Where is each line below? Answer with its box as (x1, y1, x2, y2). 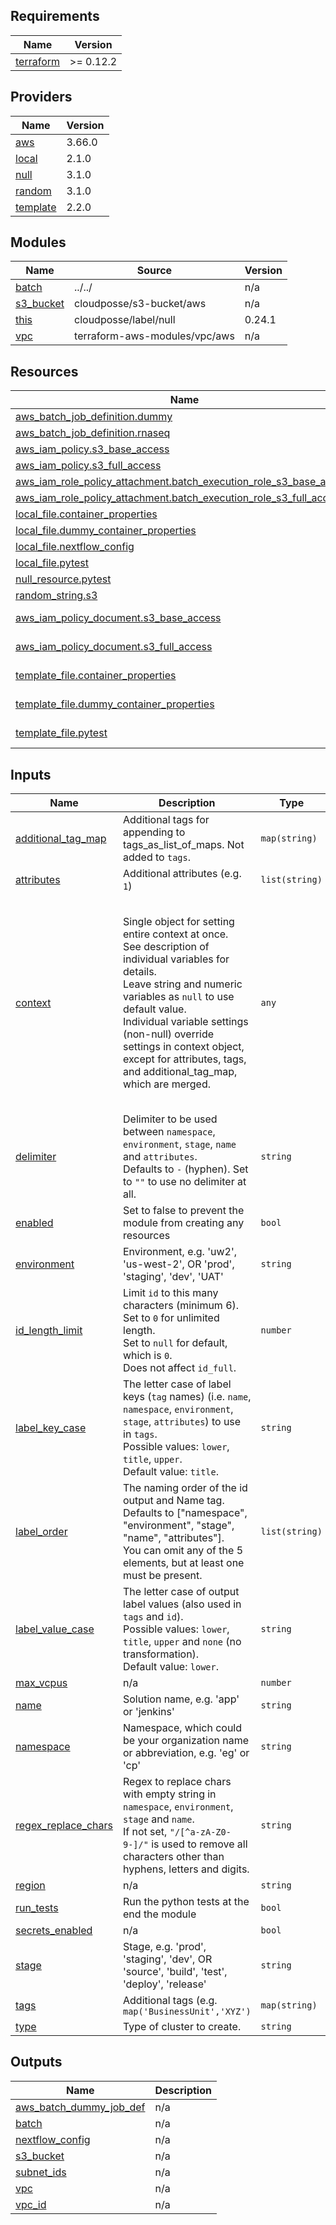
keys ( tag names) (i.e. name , (123, 1390, 252, 1404)
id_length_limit (15, 1324, 83, 1338)
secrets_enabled (15, 1924, 93, 1938)
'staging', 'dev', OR (123, 1952, 213, 1966)
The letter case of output (123, 1585, 240, 1599)
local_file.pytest (15, 556, 90, 570)
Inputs (10, 766, 52, 783)
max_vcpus (15, 1676, 68, 1690)
